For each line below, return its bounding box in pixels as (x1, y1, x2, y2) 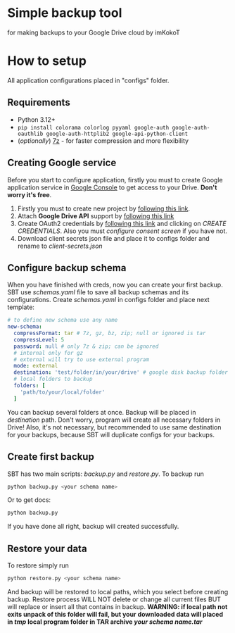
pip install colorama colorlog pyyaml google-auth (17, 124, 170, 131)
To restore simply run (7, 561, 69, 570)
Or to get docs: (7, 496, 51, 504)
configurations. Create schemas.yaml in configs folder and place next (7, 296, 210, 304)
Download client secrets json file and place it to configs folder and (17, 234, 210, 242)
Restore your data (7, 542, 87, 554)
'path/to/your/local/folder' (20, 389, 106, 396)
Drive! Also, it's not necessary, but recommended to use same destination (7, 422, 222, 431)
